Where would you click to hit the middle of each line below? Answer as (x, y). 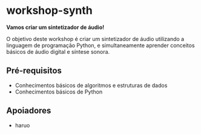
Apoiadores (29, 111)
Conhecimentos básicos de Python (59, 92)
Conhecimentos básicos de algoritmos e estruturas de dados (91, 85)
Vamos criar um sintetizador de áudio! (55, 27)
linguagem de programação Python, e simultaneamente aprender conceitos (100, 45)
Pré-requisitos (34, 71)
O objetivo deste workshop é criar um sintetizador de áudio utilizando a (95, 39)
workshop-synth (49, 11)
